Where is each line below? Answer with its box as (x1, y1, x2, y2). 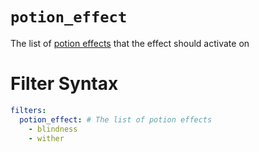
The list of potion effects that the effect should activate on (10, 37, 250, 49)
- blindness (28, 124, 78, 134)
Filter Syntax (10, 73, 119, 95)
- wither (28, 133, 65, 143)
